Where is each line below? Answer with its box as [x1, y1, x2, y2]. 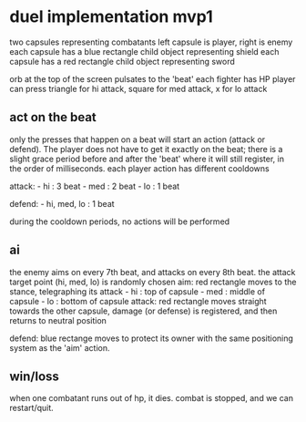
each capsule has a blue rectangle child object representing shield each [9, 46, 280, 57]
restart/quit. [9, 403, 55, 414]
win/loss [9, 368, 59, 384]
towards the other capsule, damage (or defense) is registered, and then [9, 305, 278, 316]
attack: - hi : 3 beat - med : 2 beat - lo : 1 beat [9, 180, 180, 191]
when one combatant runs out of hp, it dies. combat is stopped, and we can [9, 393, 294, 404]
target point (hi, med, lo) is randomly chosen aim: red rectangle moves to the [9, 276, 297, 287]
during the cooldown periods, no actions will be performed [9, 216, 230, 227]
